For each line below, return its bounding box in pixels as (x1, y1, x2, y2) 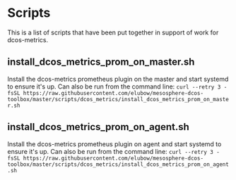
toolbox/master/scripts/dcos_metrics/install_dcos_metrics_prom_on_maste (7, 96, 230, 103)
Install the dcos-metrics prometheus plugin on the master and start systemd (7, 75, 229, 83)
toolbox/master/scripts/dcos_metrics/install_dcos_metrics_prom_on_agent (7, 160, 230, 168)
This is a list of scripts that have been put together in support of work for (7, 28, 219, 37)
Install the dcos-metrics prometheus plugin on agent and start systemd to (7, 139, 222, 148)
